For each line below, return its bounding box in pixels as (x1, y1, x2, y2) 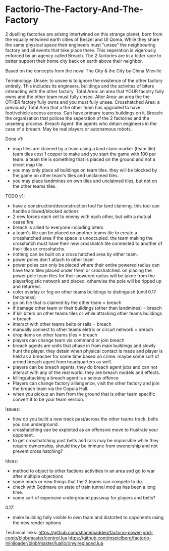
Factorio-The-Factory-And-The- (5, 4, 144, 15)
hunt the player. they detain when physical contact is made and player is (12, 348, 163, 354)
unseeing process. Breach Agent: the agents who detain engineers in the (5, 120, 157, 126)
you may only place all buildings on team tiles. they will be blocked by (12, 167, 157, 173)
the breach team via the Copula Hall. (12, 386, 89, 392)
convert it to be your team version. (12, 396, 85, 402)
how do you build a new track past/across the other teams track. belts (12, 416, 158, 422)
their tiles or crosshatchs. (12, 245, 66, 251)
